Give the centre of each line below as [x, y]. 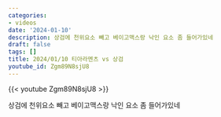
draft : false [29, 45]
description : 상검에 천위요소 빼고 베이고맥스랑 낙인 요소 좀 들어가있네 [111, 37]
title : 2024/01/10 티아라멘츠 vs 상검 [66, 60]
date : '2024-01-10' [40, 30]
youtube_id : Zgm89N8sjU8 [49, 67]
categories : [28, 15]
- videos [22, 23]
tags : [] [22, 52]
